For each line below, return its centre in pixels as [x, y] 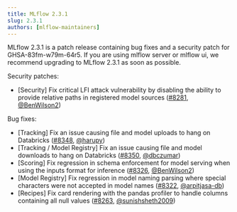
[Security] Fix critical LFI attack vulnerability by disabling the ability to [119, 90]
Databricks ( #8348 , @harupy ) [61, 140]
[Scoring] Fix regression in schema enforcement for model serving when [124, 163]
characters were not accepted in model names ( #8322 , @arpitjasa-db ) [121, 186]
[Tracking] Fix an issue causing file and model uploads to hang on [114, 133]
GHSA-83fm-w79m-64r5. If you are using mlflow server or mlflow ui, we [113, 55]
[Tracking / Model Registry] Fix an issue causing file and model [110, 148]
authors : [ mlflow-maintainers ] [54, 27]
